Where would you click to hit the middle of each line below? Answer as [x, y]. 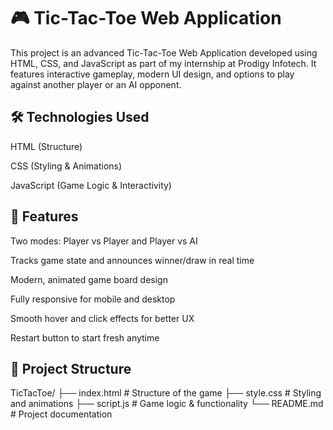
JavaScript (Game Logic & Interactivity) [91, 185]
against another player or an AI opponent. [96, 84]
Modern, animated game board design [89, 279]
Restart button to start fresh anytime [85, 337]
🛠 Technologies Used [80, 117]
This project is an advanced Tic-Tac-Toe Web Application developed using [164, 52]
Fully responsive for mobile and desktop [93, 299]
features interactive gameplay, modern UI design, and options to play [152, 74]
